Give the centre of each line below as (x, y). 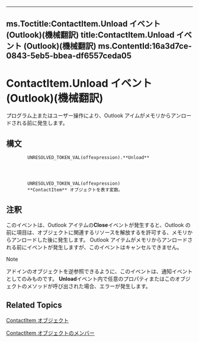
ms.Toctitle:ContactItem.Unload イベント (84, 24)
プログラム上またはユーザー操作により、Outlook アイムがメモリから (89, 116)
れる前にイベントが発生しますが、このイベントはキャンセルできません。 (94, 247)
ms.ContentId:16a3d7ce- (145, 46)
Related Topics (34, 305)
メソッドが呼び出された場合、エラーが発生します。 (89, 286)
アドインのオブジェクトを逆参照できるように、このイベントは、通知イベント (99, 271)
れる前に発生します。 (42, 123)
